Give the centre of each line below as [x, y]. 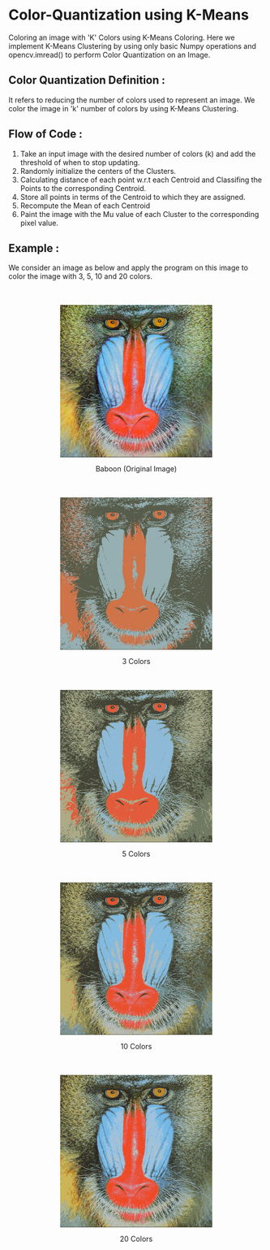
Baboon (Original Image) [136, 469]
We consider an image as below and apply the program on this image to [129, 268]
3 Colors [136, 662]
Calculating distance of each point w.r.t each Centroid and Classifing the [141, 180]
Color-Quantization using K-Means [129, 15]
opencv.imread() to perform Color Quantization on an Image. [109, 54]
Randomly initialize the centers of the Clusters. [98, 171]
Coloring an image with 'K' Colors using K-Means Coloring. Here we [122, 37]
